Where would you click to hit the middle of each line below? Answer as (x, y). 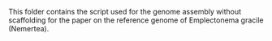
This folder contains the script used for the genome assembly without (125, 12)
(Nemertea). (29, 29)
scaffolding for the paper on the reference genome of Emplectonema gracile (136, 20)
